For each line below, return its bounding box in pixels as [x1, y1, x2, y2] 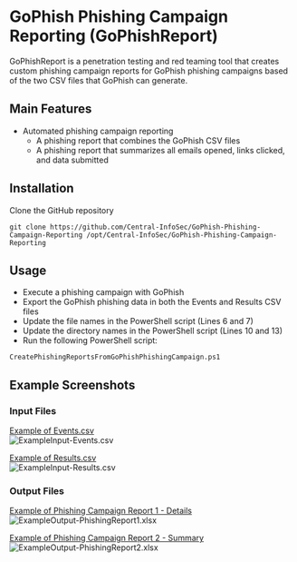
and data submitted [35, 154, 109, 165]
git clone [9, 222, 47, 232]
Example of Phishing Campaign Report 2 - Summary [9, 533, 205, 544]
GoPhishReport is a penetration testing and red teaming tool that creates [9, 55, 280, 66]
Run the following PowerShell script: [22, 335, 158, 346]
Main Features [9, 102, 92, 117]
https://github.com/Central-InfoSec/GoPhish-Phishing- [49, 222, 261, 232]
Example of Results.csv [9, 452, 97, 464]
